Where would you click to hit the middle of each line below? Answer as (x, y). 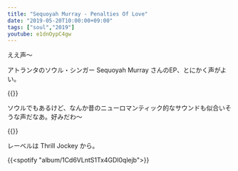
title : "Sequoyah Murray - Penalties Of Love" (78, 14)
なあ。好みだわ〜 (57, 117)
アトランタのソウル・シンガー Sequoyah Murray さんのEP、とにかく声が (114, 70)
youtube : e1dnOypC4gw (40, 34)
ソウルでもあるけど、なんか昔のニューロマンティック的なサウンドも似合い (117, 108)
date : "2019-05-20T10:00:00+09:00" (60, 21)
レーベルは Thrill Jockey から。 (53, 146)
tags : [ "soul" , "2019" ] (41, 27)
